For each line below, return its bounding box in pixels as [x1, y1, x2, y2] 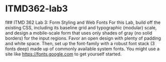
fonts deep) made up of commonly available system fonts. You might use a [5, 46, 159, 52]
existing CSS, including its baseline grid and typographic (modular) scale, [5, 24, 157, 30]
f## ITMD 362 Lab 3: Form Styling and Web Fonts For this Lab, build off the [5, 19, 161, 25]
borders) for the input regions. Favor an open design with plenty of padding [5, 35, 161, 41]
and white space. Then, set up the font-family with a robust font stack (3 [5, 40, 155, 46]
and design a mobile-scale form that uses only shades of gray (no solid [5, 30, 152, 36]
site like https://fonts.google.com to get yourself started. [5, 51, 122, 57]
